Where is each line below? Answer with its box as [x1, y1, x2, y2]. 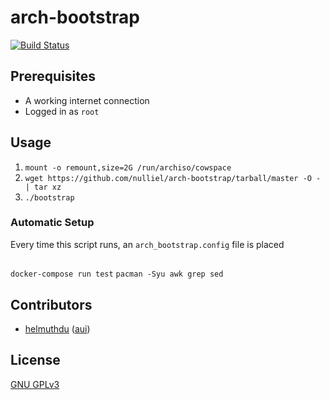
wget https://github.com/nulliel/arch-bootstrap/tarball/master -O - [24, 173, 322, 183]
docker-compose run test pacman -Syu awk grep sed [10, 269, 224, 280]
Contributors [10, 296, 93, 313]
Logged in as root [24, 105, 100, 117]
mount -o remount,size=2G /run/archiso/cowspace [24, 162, 232, 173]
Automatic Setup [10, 216, 95, 230]
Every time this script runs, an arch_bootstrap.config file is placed [10, 238, 285, 250]
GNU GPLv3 [10, 378, 60, 390]
